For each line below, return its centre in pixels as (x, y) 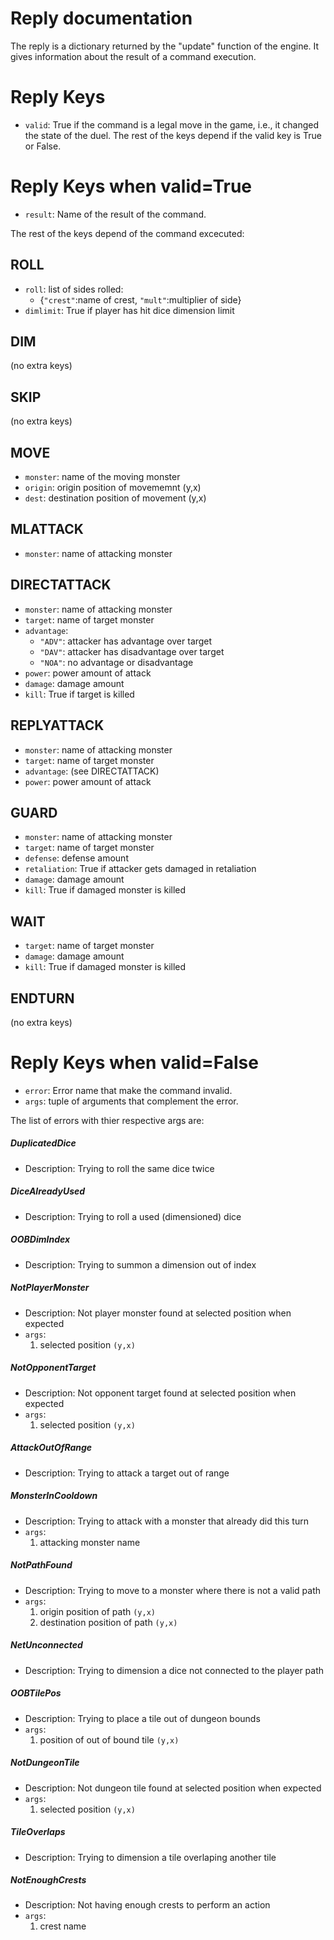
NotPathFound (41, 1565)
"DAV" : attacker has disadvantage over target (132, 651)
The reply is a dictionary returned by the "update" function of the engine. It (165, 46)
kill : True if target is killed (79, 694)
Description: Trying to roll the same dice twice (119, 1168)
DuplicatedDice (43, 1143)
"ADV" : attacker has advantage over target (126, 641)
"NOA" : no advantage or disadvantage (116, 662)
